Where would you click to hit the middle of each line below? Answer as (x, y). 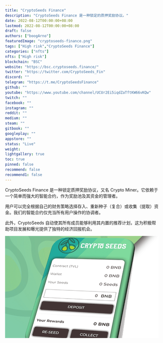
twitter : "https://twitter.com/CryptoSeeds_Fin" (55, 72)
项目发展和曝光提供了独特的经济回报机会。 (52, 229)
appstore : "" (18, 139)
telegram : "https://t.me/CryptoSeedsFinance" (52, 82)
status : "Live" (20, 144)
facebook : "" (18, 103)
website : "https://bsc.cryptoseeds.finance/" (52, 67)
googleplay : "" (20, 133)
